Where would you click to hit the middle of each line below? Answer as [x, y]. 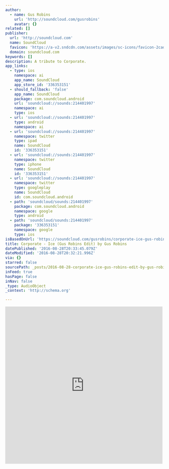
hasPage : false [21, 277]
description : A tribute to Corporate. [46, 61]
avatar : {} [26, 24]
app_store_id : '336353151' [43, 85]
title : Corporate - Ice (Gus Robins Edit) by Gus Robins [66, 244]
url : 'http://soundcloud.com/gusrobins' [57, 19]
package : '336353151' [37, 225]
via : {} [13, 258]
